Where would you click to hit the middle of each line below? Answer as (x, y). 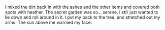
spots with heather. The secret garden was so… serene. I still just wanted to (82, 12)
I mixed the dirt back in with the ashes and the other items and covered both (82, 7)
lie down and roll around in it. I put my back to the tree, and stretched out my (83, 17)
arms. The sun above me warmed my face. (49, 22)
